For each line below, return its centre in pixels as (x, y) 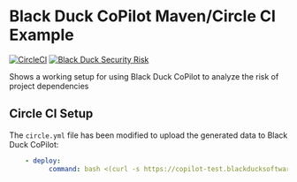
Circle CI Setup (51, 114)
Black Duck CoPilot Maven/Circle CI (143, 16)
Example (42, 35)
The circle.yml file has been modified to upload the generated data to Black (148, 135)
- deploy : (43, 161)
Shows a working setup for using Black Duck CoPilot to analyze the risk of (144, 76)
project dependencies (49, 86)
